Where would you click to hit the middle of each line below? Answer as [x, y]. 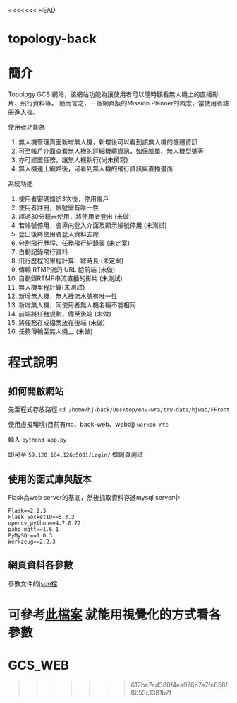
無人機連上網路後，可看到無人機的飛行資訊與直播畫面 [96, 168]
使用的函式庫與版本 [50, 479]
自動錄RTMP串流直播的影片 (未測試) [70, 278]
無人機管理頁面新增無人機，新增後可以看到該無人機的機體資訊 [108, 142]
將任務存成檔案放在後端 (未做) [61, 323]
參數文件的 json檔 [33, 583]
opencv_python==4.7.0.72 [44, 523]
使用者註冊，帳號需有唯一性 [59, 207]
